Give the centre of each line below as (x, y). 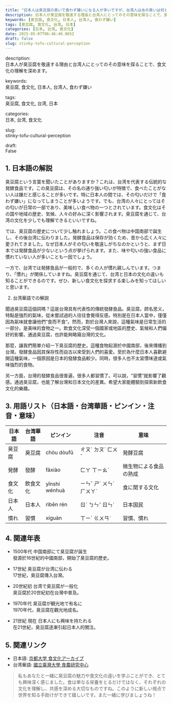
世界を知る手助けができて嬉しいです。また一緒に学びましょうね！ (87, 695)
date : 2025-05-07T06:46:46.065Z (40, 34)
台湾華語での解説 (31, 298)
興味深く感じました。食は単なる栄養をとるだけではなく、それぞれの (94, 682)
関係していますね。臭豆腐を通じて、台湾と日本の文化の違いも (99, 274)
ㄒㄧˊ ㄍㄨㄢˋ (96, 518)
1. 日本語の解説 (29, 168)
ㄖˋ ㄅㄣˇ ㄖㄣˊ (98, 505)
